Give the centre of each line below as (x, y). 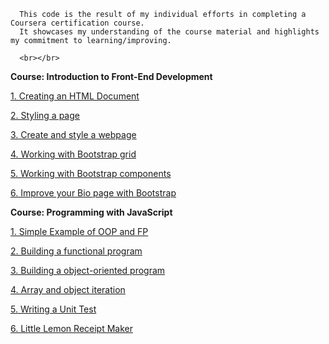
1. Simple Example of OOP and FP (79, 231)
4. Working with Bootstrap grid (73, 154)
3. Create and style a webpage (73, 134)
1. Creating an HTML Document (75, 96)
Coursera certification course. (77, 23)
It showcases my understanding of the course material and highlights (169, 32)
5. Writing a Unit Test (53, 309)
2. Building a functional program (76, 251)
